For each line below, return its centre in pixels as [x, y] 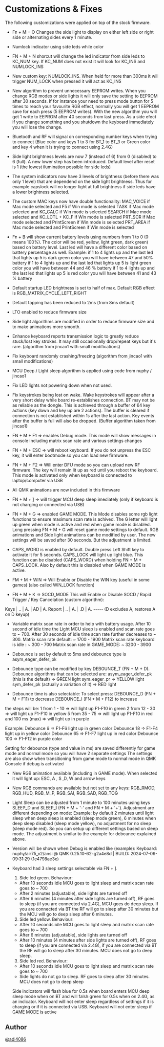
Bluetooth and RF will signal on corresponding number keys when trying [84, 136]
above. [19, 839]
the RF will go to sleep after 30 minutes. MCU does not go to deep [86, 950]
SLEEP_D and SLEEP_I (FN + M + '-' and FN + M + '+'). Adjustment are [83, 807]
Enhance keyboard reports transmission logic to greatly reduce [75, 336]
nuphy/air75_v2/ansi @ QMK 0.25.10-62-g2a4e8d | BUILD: [71, 853]
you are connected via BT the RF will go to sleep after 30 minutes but [89, 909]
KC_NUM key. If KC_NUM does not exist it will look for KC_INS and [79, 61]
